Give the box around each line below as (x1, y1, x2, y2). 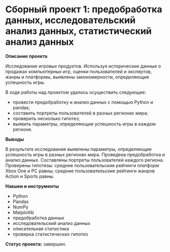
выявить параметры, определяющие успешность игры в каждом (12, 121, 156, 127)
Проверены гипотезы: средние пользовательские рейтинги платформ (5, 162, 159, 168)
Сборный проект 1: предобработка (5, 4, 162, 15)
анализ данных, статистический (5, 26, 152, 37)
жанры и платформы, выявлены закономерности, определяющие (5, 74, 150, 80)
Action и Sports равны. (5, 173, 55, 179)
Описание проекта (5, 53, 48, 59)
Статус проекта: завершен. (5, 241, 67, 247)
